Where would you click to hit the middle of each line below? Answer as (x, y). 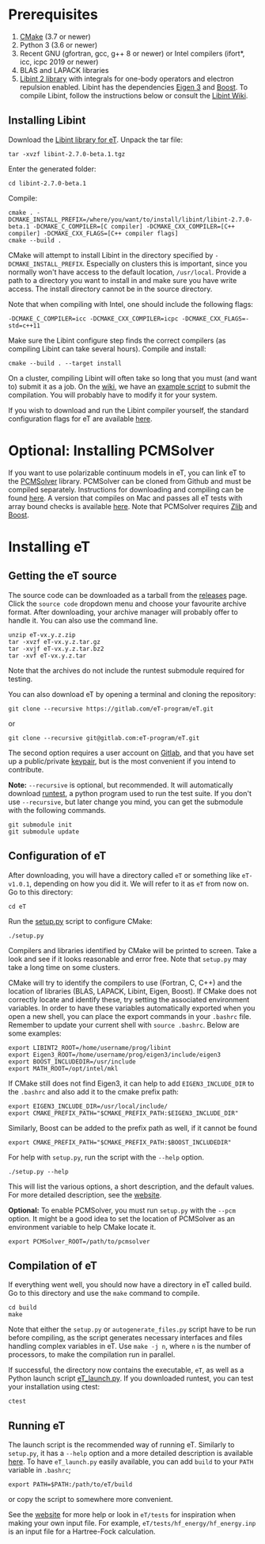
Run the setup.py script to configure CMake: (80, 921)
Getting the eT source (62, 576)
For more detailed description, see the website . (85, 1194)
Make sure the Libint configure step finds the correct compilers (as (117, 340)
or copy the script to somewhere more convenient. (91, 1500)
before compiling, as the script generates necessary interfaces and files (125, 1338)
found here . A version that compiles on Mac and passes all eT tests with (125, 498)
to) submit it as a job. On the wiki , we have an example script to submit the (129, 386)
